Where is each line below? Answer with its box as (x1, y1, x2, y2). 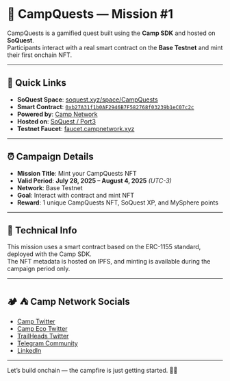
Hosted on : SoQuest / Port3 (16, 117, 96, 126)
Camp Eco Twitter (16, 325, 68, 333)
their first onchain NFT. (7, 51, 73, 59)
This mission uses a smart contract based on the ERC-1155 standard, (7, 243, 201, 251)
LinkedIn (16, 347, 42, 355)
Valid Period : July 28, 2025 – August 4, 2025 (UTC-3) (16, 176, 172, 185)
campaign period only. (7, 264, 71, 273)
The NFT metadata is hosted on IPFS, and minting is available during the (7, 257, 211, 266)
